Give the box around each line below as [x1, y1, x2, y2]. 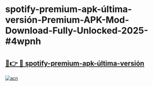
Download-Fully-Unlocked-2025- [5, 25, 148, 36]
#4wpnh [5, 36, 41, 47]
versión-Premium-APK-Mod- [5, 14, 129, 26]
